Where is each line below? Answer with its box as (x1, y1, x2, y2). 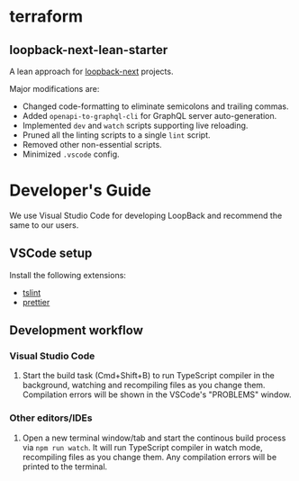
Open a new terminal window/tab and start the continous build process (22, 432, 286, 443)
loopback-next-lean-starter (9, 42, 168, 58)
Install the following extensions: (9, 269, 126, 280)
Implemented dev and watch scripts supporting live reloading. (22, 120, 249, 131)
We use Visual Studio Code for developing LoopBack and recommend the (9, 210, 283, 221)
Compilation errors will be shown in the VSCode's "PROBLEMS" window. (22, 389, 292, 400)
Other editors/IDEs (9, 412, 93, 424)
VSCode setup (9, 246, 93, 261)
